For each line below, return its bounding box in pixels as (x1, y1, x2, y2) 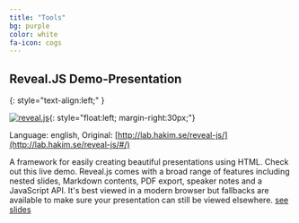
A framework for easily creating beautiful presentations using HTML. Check (9, 157, 289, 167)
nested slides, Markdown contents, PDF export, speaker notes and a (9, 176, 263, 186)
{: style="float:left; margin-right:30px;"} (48, 113, 196, 124)
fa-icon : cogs (9, 38, 63, 47)
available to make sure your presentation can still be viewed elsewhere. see (9, 194, 289, 206)
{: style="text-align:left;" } (9, 95, 105, 106)
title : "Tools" (9, 13, 66, 22)
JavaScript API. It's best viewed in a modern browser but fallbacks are (9, 185, 269, 196)
